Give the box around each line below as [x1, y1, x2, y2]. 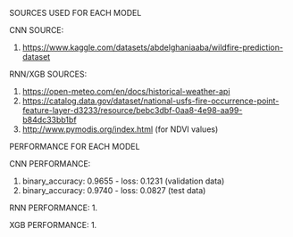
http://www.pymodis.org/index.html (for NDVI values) [21, 124, 219, 135]
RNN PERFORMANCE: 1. [9, 202, 98, 213]
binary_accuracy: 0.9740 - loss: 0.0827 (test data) [21, 185, 206, 195]
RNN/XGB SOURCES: [9, 69, 88, 79]
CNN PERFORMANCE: [9, 159, 91, 168]
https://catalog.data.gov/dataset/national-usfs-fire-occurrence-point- [21, 95, 280, 106]
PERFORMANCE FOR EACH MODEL [9, 142, 140, 151]
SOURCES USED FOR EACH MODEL [9, 8, 142, 18]
